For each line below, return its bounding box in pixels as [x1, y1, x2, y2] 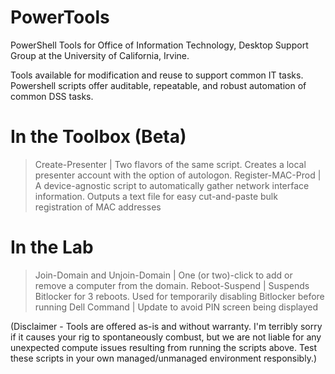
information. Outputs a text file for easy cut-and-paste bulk [34, 190, 278, 202]
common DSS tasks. [10, 90, 94, 102]
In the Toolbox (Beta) [10, 126, 187, 148]
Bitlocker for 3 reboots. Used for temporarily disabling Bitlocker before [34, 290, 325, 302]
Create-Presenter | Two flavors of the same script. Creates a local [34, 158, 307, 170]
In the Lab [10, 236, 94, 259]
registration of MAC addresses [34, 201, 162, 213]
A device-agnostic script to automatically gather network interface [34, 179, 310, 191]
